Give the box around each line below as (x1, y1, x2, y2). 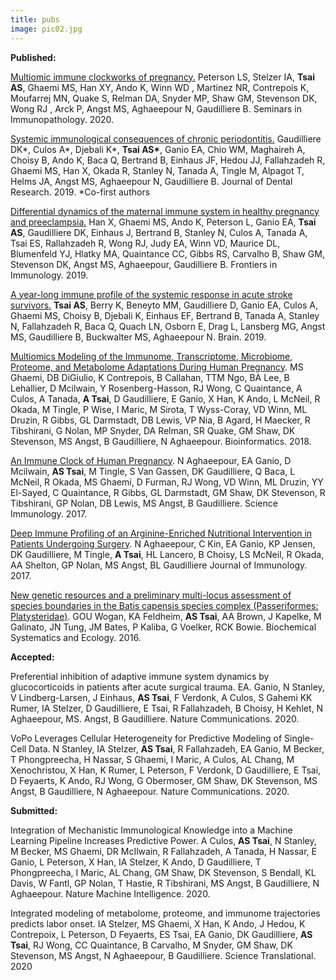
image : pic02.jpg (10, 24, 83, 34)
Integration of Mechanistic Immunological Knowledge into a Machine (10, 824, 293, 836)
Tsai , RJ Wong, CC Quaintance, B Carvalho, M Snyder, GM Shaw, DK (10, 939, 293, 951)
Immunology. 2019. (10, 269, 89, 281)
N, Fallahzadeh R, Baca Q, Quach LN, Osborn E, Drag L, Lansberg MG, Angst (10, 320, 326, 332)
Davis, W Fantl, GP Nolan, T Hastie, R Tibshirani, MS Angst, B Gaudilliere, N (10, 877, 320, 889)
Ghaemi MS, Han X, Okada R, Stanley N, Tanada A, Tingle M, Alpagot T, (10, 164, 305, 176)
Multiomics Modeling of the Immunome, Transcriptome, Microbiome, (10, 350, 293, 362)
